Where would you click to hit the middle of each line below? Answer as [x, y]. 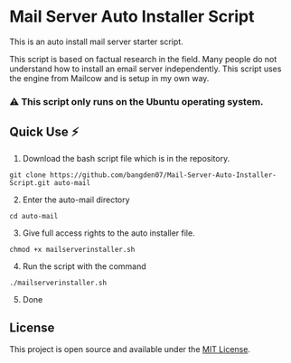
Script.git [30, 182]
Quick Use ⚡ [44, 132]
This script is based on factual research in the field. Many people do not [143, 59]
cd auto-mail [34, 216]
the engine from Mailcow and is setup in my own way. [109, 78]
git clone [28, 175]
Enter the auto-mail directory [76, 200]
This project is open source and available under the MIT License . [130, 349]
